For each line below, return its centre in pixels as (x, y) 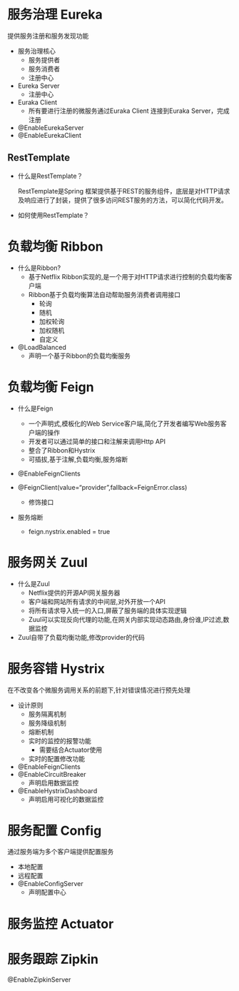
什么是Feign (35, 408)
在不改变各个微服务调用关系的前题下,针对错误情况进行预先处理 (99, 690)
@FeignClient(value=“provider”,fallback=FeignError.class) (102, 487)
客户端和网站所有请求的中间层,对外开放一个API (97, 601)
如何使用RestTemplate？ (54, 215)
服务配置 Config (55, 831)
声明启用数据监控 (54, 783)
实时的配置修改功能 (57, 758)
